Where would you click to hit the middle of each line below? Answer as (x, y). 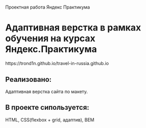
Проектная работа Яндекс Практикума (48, 7)
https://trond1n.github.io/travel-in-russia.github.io (57, 63)
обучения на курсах (50, 38)
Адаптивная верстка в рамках (73, 28)
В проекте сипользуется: (47, 107)
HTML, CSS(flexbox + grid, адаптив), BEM (50, 120)
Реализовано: (28, 79)
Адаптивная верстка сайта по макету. (47, 91)
